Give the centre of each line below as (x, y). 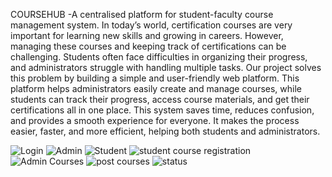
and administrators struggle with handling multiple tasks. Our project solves (166, 67)
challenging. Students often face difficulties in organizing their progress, (159, 57)
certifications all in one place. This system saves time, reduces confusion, (162, 110)
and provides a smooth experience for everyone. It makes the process (155, 120)
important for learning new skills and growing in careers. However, (147, 35)
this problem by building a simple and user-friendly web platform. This (155, 78)
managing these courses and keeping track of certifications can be (148, 46)
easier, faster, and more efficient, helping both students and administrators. (165, 131)
